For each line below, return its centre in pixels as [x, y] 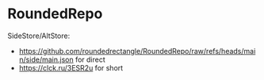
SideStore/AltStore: [39, 36]
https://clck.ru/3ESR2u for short [71, 67]
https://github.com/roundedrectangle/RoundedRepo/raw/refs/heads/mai [137, 51]
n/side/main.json [46, 59]
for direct [90, 59]
